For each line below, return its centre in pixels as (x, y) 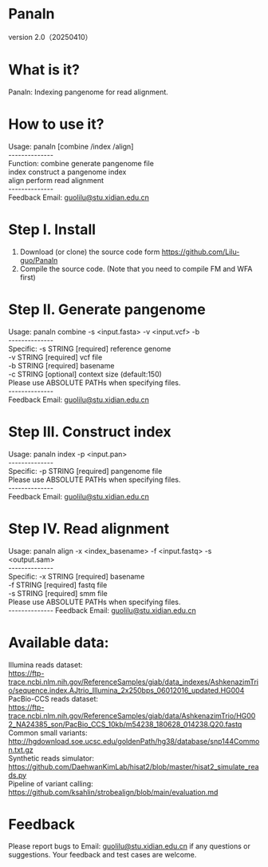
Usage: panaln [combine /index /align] (71, 146)
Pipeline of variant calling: (51, 783)
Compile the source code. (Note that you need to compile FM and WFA (136, 268)
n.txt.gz (21, 750)
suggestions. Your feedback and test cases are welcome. (102, 855)
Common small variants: (48, 733)
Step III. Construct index (90, 432)
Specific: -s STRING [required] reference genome (90, 348)
